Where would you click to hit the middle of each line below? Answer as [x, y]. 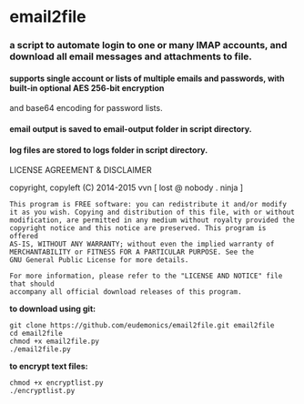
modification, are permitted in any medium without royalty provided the [152, 220]
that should [32, 284]
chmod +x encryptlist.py [56, 383]
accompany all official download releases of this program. [126, 292]
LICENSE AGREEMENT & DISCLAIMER [81, 170]
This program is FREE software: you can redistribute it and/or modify [148, 205]
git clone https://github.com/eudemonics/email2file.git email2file [142, 326]
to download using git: [53, 309]
